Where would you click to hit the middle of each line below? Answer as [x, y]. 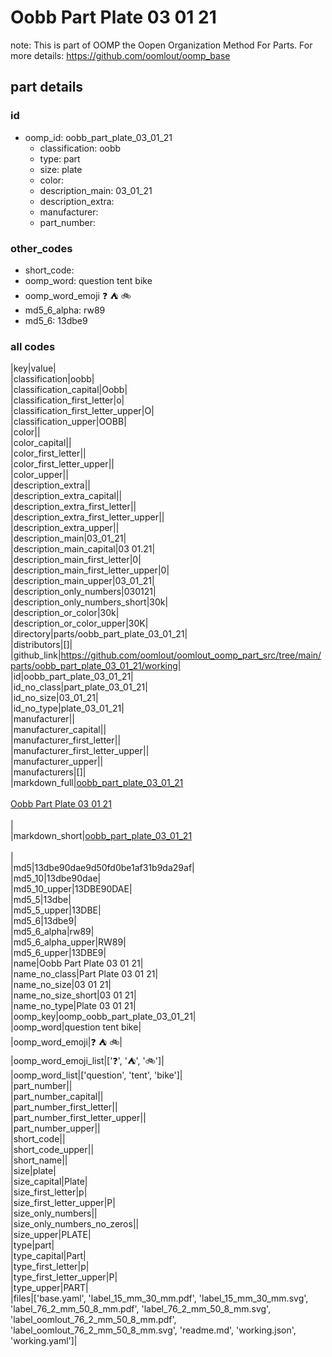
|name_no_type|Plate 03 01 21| [73, 1006]
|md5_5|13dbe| [41, 900]
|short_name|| [39, 1160]
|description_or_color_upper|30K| [79, 623]
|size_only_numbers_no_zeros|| [75, 1224]
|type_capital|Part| [48, 1256]
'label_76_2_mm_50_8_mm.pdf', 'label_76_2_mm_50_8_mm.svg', [141, 1309]
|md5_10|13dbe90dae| [56, 878]
